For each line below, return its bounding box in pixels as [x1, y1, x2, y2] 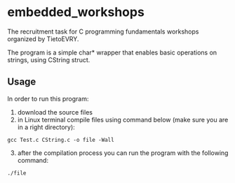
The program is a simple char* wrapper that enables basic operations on [7, 48, 217, 57]
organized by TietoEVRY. [7, 34, 79, 43]
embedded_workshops [7, 4, 145, 20]
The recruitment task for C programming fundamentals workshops [7, 27, 199, 36]
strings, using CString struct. [7, 55, 90, 64]
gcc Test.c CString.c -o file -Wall [7, 136, 114, 143]
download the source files [17, 108, 93, 116]
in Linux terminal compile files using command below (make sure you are [17, 115, 229, 124]
